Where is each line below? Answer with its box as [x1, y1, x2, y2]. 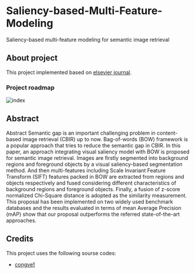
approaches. [6, 216, 37, 224]
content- [156, 129, 178, 136]
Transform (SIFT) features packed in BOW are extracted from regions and [6, 173, 184, 180]
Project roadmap [6, 83, 55, 92]
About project [6, 53, 58, 63]
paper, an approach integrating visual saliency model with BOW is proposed [6, 148, 190, 155]
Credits [6, 234, 34, 244]
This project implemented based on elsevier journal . [6, 69, 132, 76]
